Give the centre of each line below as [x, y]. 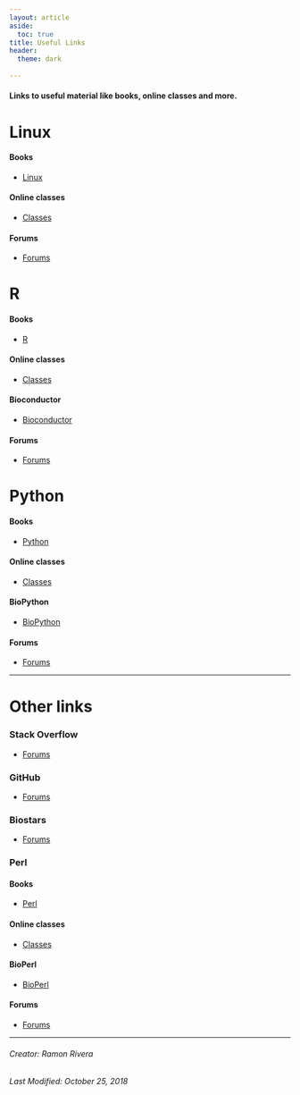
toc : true [35, 34]
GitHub [25, 777]
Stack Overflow [44, 735]
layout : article [39, 17]
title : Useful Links [48, 42]
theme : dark [40, 59]
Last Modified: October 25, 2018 [69, 1082]
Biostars [28, 820]
